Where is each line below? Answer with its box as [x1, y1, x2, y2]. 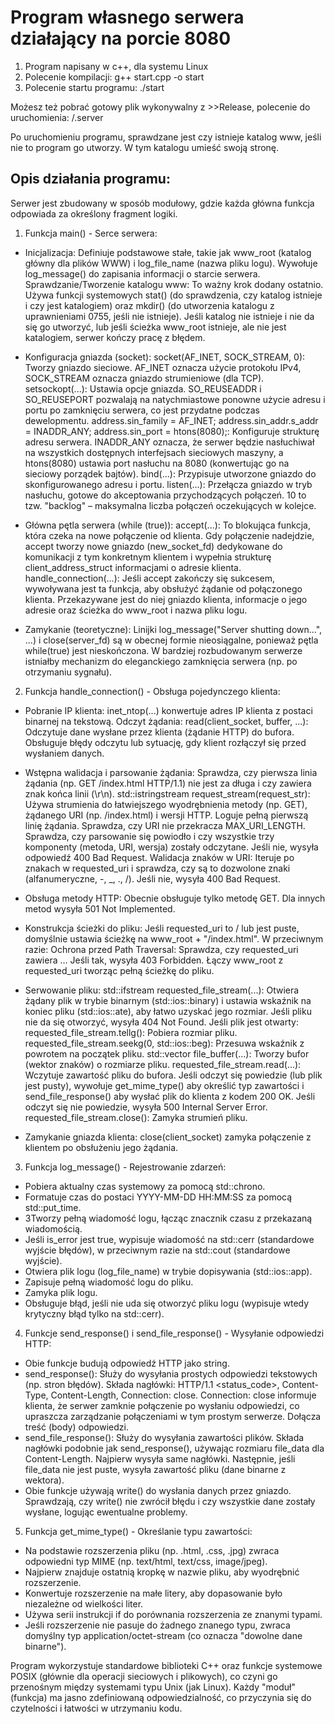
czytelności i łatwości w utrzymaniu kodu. [10, 1702, 183, 1714]
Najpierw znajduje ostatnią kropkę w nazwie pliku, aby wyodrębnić [24, 1566, 300, 1578]
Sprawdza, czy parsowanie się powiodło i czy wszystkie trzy [24, 830, 275, 842]
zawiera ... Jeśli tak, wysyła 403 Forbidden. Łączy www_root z [24, 954, 284, 966]
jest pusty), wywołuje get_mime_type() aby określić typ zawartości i [24, 1079, 305, 1091]
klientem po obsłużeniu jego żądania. [24, 1141, 179, 1153]
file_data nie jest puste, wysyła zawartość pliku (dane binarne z [24, 1463, 287, 1475]
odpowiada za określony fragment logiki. [10, 207, 178, 220]
